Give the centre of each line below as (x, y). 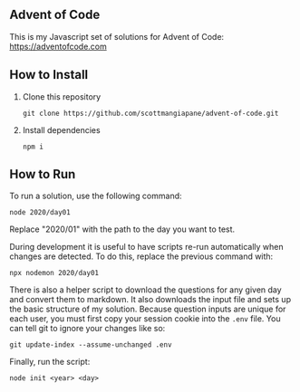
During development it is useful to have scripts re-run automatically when (146, 247)
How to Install (49, 75)
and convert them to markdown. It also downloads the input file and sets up (150, 300)
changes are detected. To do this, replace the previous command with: (141, 256)
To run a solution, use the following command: (96, 196)
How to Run (43, 174)
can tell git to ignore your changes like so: (87, 329)
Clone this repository (62, 96)
